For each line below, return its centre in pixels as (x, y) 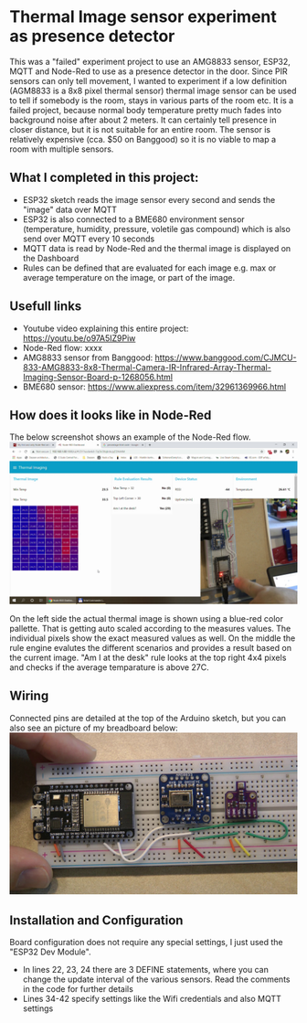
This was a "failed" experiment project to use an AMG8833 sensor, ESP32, (150, 61)
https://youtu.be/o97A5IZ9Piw (79, 338)
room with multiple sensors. (62, 149)
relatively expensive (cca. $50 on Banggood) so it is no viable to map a (143, 139)
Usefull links (46, 307)
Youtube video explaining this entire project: (106, 328)
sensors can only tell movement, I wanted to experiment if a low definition (148, 80)
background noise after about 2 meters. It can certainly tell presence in (143, 120)
